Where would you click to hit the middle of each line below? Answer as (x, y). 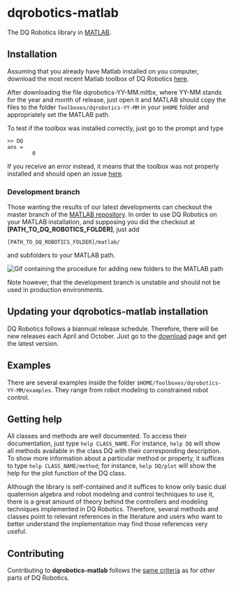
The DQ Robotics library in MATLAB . (59, 32)
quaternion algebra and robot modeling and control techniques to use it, (111, 494)
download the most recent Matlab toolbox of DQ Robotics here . (98, 78)
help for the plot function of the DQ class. (67, 473)
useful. (17, 532)
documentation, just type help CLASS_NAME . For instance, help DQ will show (114, 443)
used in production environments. (56, 290)
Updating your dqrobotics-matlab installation (108, 312)
